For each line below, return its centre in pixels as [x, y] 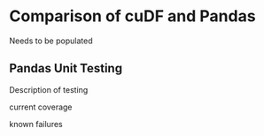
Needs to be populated [51, 41]
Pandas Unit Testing [66, 68]
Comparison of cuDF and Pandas [132, 16]
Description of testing [49, 89]
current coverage [41, 107]
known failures [36, 124]
